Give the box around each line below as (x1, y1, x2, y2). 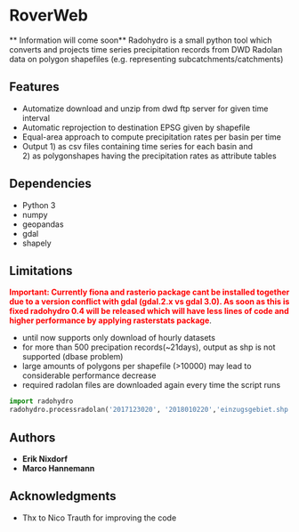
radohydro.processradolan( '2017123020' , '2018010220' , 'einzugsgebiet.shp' (9, 406, 293, 415)
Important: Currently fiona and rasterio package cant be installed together (9, 286, 290, 298)
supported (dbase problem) (21, 351, 124, 362)
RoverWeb (9, 5, 89, 26)
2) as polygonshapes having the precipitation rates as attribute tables (21, 150, 278, 161)
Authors (9, 430, 56, 445)
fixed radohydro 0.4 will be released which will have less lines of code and (9, 306, 289, 317)
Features (9, 79, 60, 94)
